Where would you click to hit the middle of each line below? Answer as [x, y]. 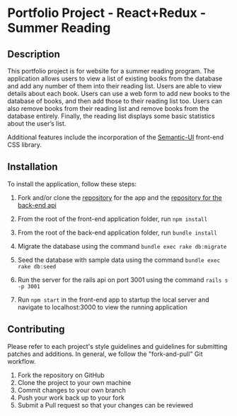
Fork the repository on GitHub [61, 375]
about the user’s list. [37, 124]
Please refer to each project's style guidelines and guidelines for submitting [117, 346]
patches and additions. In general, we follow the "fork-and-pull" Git [105, 354]
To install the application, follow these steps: [72, 184]
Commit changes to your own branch [71, 390]
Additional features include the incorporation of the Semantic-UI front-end [116, 137]
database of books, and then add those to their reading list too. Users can [115, 101]
